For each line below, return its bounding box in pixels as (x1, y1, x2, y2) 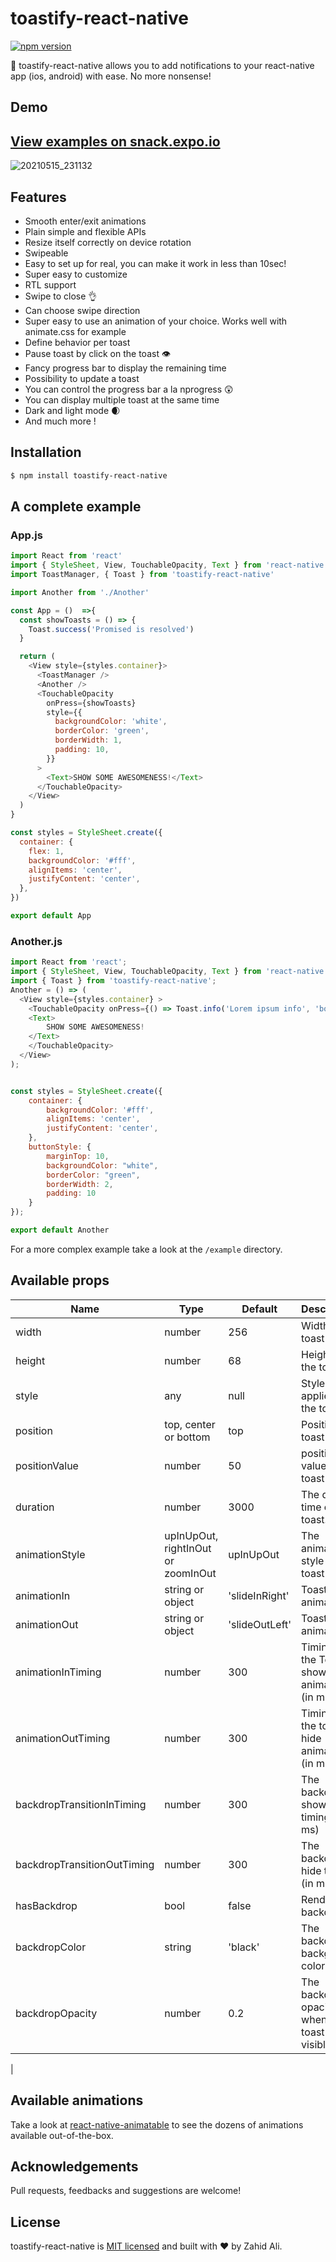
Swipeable (24, 247, 69, 259)
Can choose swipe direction (24, 304, 141, 316)
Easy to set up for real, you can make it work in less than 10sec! (24, 257, 287, 269)
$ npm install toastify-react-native (10, 470, 168, 481)
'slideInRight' (228, 1588, 290, 1602)
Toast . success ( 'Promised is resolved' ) (28, 624, 195, 634)
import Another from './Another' (10, 587, 150, 597)
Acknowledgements (10, 2158, 139, 2175)
